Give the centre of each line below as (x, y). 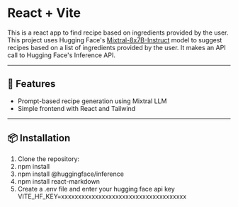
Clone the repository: (49, 159)
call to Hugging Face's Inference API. (61, 55)
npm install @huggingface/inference (70, 174)
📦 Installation (39, 138)
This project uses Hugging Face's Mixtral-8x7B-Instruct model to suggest (115, 40)
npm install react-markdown (59, 181)
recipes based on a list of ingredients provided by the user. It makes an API (117, 47)
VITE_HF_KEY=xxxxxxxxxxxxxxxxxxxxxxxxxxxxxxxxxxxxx (102, 196)
